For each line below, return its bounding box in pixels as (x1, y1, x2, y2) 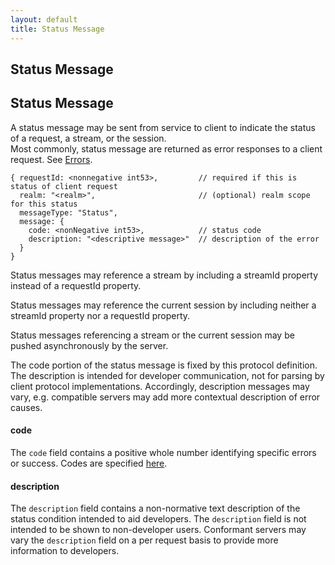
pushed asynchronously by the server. (10, 339, 169, 351)
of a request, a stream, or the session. (10, 132, 167, 144)
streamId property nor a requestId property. (10, 309, 191, 321)
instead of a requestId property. (10, 279, 142, 291)
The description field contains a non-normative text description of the (10, 502, 301, 515)
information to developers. (10, 545, 120, 557)
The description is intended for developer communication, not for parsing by (10, 369, 325, 381)
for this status (10, 199, 78, 209)
